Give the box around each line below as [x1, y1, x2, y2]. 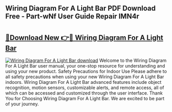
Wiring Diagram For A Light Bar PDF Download [5, 4, 156, 13]
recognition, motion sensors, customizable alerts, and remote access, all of [5, 84, 164, 91]
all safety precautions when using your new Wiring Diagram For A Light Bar [5, 74, 164, 80]
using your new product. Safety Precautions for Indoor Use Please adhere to [5, 69, 167, 74]
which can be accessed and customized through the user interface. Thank [5, 90, 163, 96]
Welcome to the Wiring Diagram [99, 57, 167, 63]
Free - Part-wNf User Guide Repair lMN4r [5, 12, 140, 21]
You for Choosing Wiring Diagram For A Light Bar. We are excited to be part [5, 96, 165, 101]
